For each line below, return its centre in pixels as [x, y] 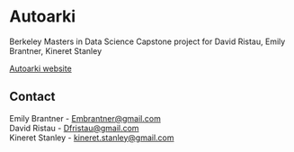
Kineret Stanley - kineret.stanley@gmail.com [92, 138]
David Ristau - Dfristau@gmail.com [74, 128]
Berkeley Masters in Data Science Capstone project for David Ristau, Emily [147, 41]
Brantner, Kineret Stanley [56, 50]
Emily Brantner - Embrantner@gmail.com [85, 118]
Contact [32, 97]
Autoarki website [40, 68]
